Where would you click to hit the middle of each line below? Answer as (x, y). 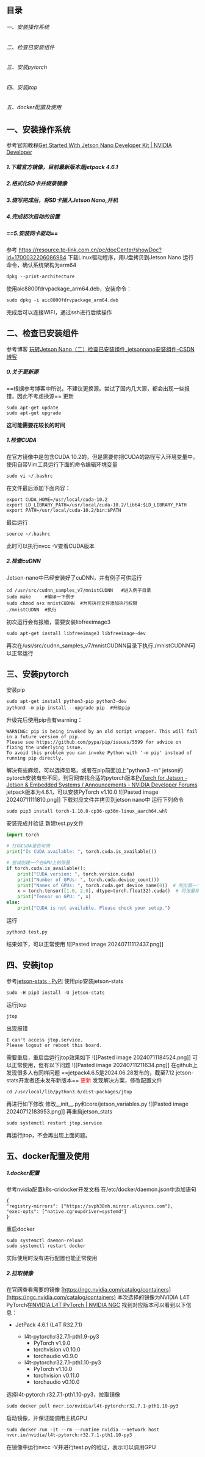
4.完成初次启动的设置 (33, 217)
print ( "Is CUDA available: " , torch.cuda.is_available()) (81, 852)
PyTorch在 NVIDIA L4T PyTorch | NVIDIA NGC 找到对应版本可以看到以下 (96, 1305)
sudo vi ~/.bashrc (30, 476)
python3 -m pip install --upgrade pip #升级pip (68, 708)
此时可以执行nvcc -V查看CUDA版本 (50, 546)
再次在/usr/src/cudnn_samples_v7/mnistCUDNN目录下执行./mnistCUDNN (98, 646)
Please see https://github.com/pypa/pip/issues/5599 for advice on (94, 743)
